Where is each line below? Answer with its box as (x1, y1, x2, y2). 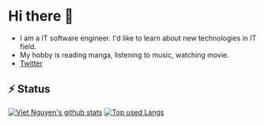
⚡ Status (8, 82, 51, 96)
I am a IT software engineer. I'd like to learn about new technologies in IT (19, 33, 257, 43)
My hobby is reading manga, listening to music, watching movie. (19, 50, 229, 59)
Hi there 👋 (8, 7, 74, 25)
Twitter (19, 59, 43, 68)
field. (19, 41, 37, 51)
